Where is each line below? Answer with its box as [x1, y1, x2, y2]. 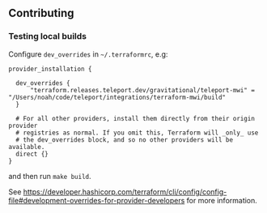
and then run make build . [8, 171, 91, 181]
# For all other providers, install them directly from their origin [15, 114, 255, 122]
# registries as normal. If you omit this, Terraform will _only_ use [15, 129, 259, 137]
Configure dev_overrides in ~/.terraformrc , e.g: [8, 49, 168, 59]
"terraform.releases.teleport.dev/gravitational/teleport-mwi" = [29, 86, 255, 94]
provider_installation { [8, 65, 92, 73]
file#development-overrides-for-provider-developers [8, 195, 185, 205]
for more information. [186, 195, 257, 205]
